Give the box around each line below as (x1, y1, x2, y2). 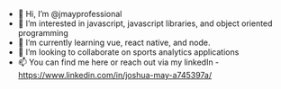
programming (17, 28, 69, 38)
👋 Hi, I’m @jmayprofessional (17, 9, 122, 19)
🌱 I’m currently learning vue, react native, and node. (17, 37, 211, 48)
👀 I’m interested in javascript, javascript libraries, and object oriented (17, 18, 273, 29)
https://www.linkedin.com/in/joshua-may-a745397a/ (17, 70, 213, 80)
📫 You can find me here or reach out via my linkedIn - (17, 57, 220, 67)
